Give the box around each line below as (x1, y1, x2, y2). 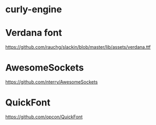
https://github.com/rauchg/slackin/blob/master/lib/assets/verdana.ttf (5, 44, 151, 50)
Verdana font (5, 27, 63, 39)
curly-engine (5, 4, 62, 15)
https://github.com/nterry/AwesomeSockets (5, 79, 98, 85)
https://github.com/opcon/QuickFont (5, 114, 83, 120)
